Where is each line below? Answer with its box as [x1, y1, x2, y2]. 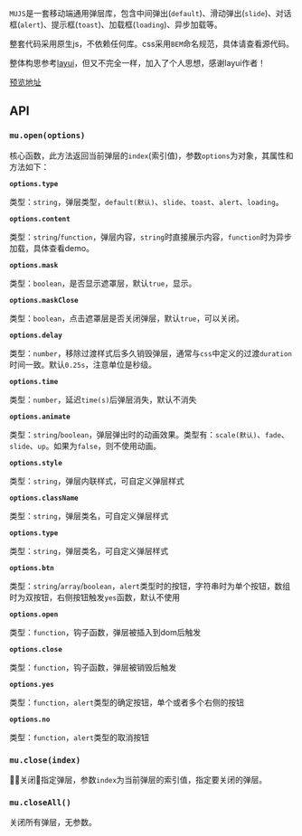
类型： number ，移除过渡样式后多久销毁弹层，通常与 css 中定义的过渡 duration [9, 347, 292, 359]
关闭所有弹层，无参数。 [9, 817, 97, 828]
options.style [9, 458, 63, 467]
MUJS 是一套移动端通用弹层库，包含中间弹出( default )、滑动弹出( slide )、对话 [9, 8, 292, 18]
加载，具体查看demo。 [9, 242, 95, 253]
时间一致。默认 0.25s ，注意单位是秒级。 [9, 359, 156, 370]
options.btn [9, 563, 54, 572]
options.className [9, 493, 79, 503]
